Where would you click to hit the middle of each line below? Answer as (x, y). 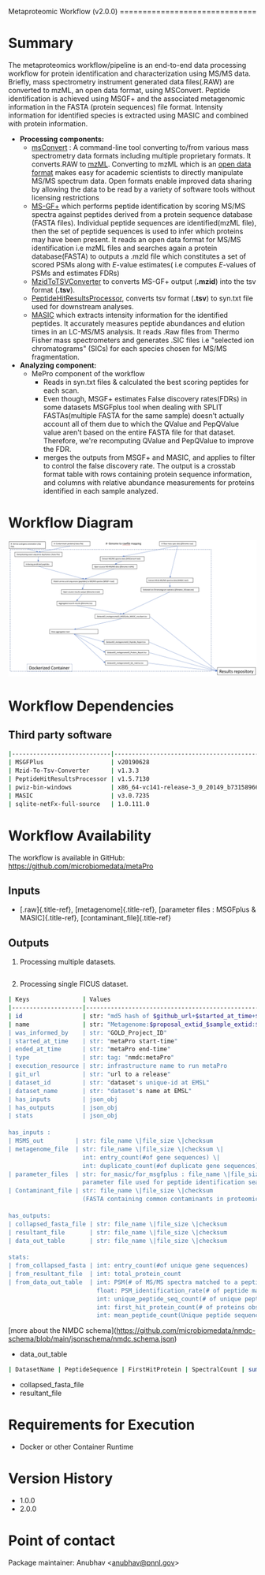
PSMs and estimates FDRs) (75, 273)
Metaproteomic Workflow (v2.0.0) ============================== (132, 11)
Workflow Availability (80, 836)
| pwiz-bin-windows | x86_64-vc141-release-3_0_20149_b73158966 (134, 787)
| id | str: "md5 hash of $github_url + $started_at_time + (132, 1016)
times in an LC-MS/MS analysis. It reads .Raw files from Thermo (135, 331)
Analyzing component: (58, 365)
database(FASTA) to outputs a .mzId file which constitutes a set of (139, 256)
